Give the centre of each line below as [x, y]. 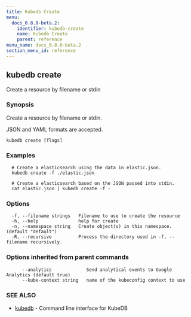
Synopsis [20, 105]
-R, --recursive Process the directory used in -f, [89, 237]
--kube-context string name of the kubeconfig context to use [104, 280]
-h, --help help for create [65, 221]
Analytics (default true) [38, 275]
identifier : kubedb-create [50, 28]
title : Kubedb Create [33, 12]
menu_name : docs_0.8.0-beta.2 [44, 45]
